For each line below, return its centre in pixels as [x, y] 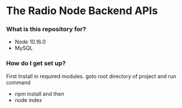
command [18, 82]
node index [28, 100]
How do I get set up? [36, 63]
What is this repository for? [46, 29]
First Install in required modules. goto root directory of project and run [91, 76]
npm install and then [40, 94]
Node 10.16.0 [30, 42]
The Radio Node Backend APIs [82, 11]
